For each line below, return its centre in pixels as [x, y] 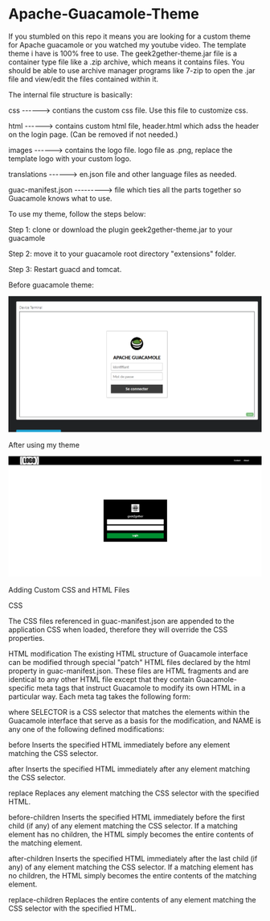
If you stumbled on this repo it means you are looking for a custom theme [130, 36]
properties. [27, 638]
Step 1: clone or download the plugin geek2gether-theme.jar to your [121, 229]
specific [22, 688]
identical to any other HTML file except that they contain [101, 679]
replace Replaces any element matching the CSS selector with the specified [134, 793]
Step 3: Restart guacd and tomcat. [65, 269]
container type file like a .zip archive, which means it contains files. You [127, 62]
